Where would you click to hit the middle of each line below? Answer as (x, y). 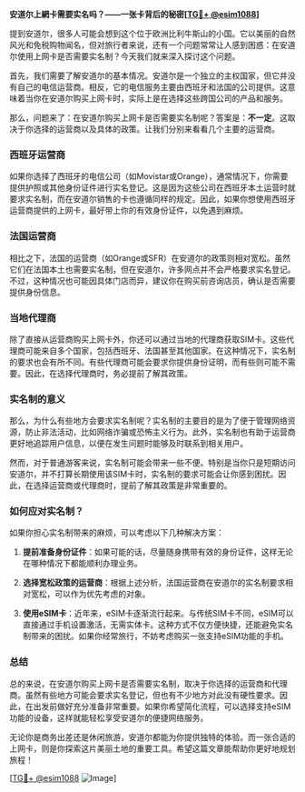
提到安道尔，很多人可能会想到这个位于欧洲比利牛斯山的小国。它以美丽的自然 (152, 34)
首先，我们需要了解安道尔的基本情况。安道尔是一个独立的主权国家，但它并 (148, 75)
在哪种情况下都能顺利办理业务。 (82, 564)
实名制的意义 (38, 399)
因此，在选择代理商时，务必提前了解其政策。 (108, 373)
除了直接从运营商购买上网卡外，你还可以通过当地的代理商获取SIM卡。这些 (148, 339)
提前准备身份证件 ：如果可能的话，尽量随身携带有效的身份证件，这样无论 (157, 552)
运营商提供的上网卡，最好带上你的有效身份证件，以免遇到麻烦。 (128, 211)
